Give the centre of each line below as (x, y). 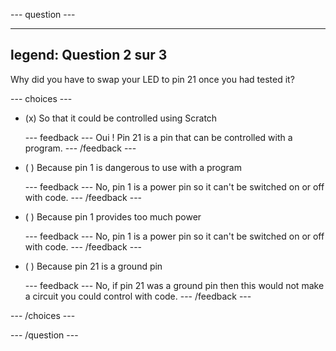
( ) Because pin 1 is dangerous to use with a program (133, 167)
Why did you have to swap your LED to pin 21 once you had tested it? (152, 79)
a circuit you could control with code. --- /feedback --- (138, 296)
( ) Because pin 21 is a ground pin (93, 266)
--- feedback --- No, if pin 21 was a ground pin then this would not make (174, 285)
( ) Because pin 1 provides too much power (113, 216)
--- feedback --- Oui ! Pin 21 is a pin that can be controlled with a (158, 137)
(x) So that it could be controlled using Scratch (121, 118)
